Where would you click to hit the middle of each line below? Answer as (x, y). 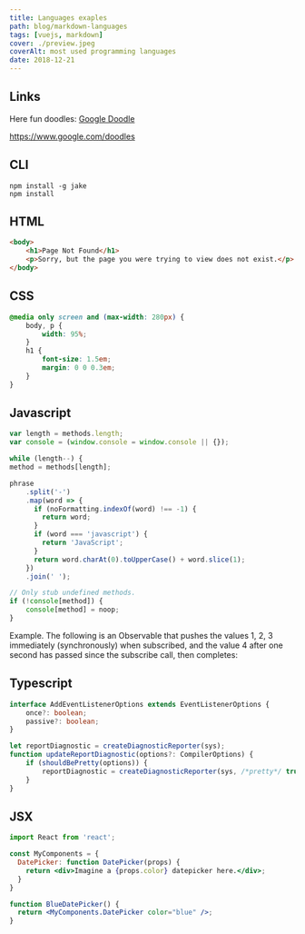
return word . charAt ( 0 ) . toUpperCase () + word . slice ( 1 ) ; (139, 560)
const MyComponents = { (54, 854)
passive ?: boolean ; (63, 721)
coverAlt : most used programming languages (93, 52)
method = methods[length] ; (60, 467)
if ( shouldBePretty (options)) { (87, 763)
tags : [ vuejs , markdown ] (56, 35)
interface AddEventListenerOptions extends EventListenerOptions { (140, 704)
